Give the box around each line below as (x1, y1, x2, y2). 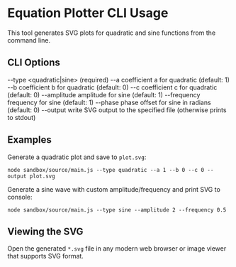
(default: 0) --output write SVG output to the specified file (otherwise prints (7, 105, 227, 114)
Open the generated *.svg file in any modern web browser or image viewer (7, 244, 227, 253)
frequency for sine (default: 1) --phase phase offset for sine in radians (7, 98, 211, 107)
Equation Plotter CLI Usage (7, 5, 169, 21)
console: (7, 192, 33, 201)
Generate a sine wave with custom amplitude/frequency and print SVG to (7, 185, 221, 193)
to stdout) (7, 113, 36, 121)
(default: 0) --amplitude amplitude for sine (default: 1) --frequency (7, 90, 201, 99)
